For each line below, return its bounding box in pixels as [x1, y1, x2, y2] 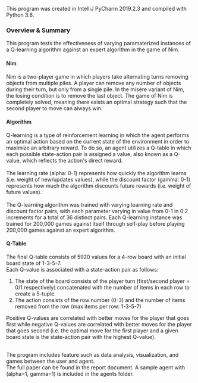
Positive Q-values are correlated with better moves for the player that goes [6, 314, 190, 321]
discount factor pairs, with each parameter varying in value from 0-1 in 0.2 [6, 207, 188, 214]
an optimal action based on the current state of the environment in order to [6, 138, 189, 145]
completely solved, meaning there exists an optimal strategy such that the [6, 98, 187, 105]
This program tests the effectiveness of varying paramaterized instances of [6, 40, 191, 47]
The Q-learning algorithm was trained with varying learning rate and [6, 201, 173, 208]
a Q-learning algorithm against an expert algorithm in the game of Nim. [6, 46, 180, 53]
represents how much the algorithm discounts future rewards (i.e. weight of [6, 182, 191, 189]
